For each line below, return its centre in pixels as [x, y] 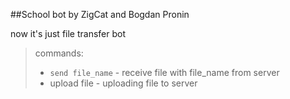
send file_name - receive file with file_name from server [164, 72]
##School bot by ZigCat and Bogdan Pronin [100, 14]
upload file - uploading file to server [123, 83]
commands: [59, 53]
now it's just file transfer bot [68, 33]
